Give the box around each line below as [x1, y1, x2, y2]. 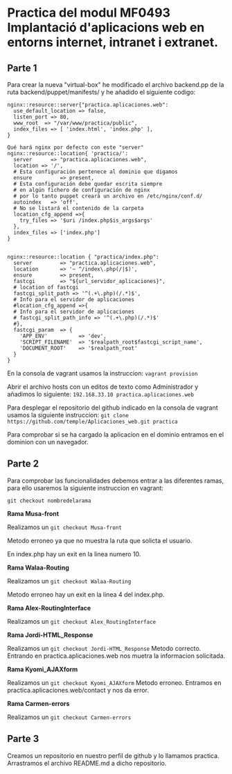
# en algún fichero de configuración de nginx [13, 186, 150, 193]
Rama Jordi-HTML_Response [7, 631, 93, 639]
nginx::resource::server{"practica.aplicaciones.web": [7, 102, 169, 108]
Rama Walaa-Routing [7, 563, 69, 572]
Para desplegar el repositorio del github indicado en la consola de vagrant [7, 403, 218, 412]
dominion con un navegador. [7, 438, 89, 446]
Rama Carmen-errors [7, 699, 70, 707]
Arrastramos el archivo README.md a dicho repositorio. [7, 759, 167, 767]
